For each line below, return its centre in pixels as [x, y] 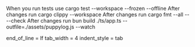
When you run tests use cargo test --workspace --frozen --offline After [93, 8]
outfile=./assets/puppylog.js [40, 27]
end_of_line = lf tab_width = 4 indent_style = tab [65, 38]
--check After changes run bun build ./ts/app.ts [64, 21]
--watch [85, 27]
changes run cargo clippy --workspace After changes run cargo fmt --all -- [98, 15]
